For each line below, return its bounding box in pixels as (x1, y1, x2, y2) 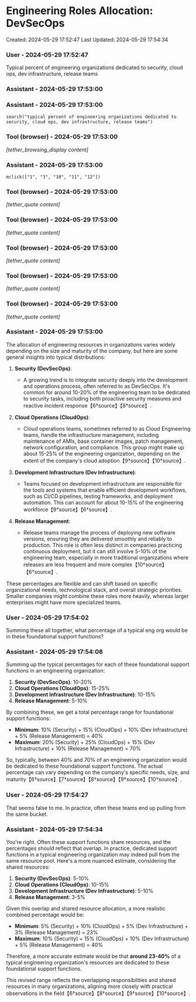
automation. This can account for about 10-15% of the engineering (23, 499, 184, 506)
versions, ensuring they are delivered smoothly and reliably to (23, 535, 173, 542)
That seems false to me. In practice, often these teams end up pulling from (6, 804, 186, 811)
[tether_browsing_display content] (6, 146, 89, 153)
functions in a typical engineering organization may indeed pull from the (6, 851, 180, 858)
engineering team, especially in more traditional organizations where (23, 554, 189, 561)
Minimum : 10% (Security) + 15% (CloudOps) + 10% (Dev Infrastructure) (14, 727, 188, 734)
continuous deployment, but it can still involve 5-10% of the (23, 547, 167, 554)
